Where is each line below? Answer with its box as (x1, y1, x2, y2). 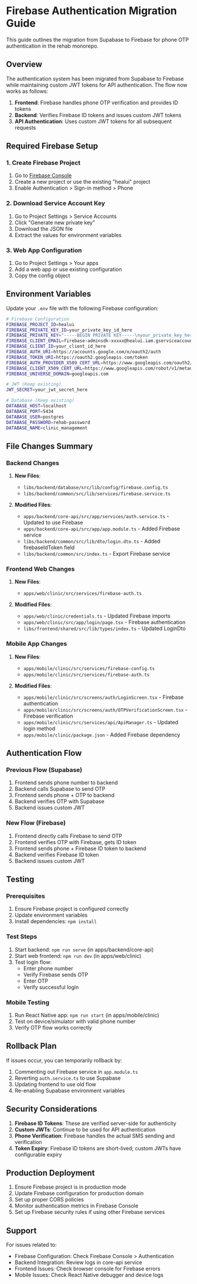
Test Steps (6, 933, 38, 941)
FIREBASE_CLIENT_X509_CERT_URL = (6, 365, 85, 371)
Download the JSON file (14, 225, 73, 232)
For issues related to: (6, 1241, 57, 1249)
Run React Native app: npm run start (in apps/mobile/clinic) (14, 1011, 159, 1019)
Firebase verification (23, 712, 73, 719)
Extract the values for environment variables (14, 231, 122, 238)
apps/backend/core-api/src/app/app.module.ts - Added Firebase (23, 525, 181, 532)
